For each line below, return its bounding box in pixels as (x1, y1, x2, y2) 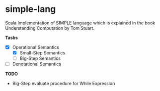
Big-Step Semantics (19, 55, 61, 61)
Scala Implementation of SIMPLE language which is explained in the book (5, 20, 156, 26)
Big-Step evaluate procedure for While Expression (12, 81, 115, 87)
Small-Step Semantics (19, 50, 66, 55)
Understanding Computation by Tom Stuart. (5, 25, 94, 31)
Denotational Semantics (12, 61, 61, 67)
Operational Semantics (12, 44, 60, 50)
